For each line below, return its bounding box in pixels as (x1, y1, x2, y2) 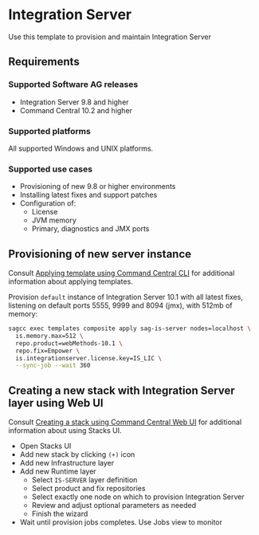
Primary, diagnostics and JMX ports (31, 224, 150, 234)
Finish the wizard (31, 509, 88, 519)
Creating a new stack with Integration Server (8, 384, 235, 397)
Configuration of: (19, 199, 77, 208)
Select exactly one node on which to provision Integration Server (31, 492, 245, 502)
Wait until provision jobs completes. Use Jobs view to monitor (19, 517, 223, 527)
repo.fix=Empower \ (15, 347, 80, 355)
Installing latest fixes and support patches (19, 190, 158, 200)
